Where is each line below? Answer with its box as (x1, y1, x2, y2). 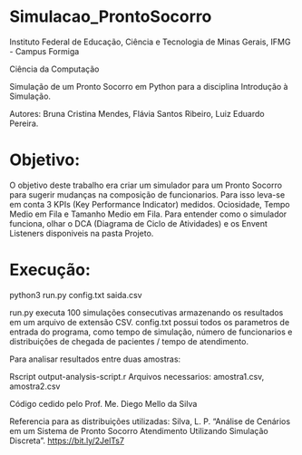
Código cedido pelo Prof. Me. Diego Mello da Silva (9, 398, 198, 409)
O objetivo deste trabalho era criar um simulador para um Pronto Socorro (9, 179, 283, 190)
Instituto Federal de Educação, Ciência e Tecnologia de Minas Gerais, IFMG (9, 36, 291, 47)
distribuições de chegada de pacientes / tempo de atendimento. (9, 335, 249, 346)
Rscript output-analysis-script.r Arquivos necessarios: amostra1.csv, (9, 371, 265, 382)
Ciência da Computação (9, 63, 100, 74)
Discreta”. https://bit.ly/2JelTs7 (9, 435, 125, 446)
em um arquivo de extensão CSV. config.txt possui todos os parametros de (9, 316, 290, 327)
